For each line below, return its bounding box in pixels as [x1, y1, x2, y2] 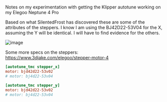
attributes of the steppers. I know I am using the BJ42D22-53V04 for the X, [5, 25, 163, 31]
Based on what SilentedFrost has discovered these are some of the [5, 19, 145, 25]
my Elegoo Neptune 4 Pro [5, 10, 59, 16]
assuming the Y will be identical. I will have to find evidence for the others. [5, 30, 160, 36]
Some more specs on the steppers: [5, 49, 78, 55]
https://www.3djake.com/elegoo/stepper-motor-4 [5, 55, 109, 61]
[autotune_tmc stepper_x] [5, 64, 60, 69]
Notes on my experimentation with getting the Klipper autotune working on [5, 4, 161, 10]
